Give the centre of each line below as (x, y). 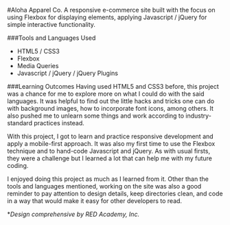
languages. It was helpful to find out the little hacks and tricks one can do (111, 101)
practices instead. (59, 123)
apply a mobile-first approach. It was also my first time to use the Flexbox (111, 143)
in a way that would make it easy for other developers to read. (95, 201)
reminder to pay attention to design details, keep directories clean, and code (115, 193)
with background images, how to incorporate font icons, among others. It (111, 108)
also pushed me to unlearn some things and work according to (95, 116)
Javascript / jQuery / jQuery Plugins (68, 73)
